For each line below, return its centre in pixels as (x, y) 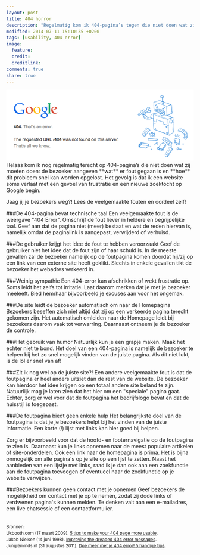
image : (14, 44)
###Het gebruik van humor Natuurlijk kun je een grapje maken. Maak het (96, 342)
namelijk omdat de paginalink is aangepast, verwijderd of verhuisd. (88, 232)
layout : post (22, 13)
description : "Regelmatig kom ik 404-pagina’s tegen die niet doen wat (97, 25)
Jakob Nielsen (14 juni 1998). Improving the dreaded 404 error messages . (82, 540)
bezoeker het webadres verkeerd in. (51, 269)
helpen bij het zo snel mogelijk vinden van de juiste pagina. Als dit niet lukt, (98, 355)
